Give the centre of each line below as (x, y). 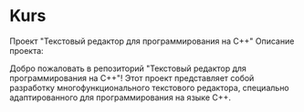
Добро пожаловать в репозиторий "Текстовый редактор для (128, 68)
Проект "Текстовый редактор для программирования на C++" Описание (152, 41)
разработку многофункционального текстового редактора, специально (149, 87)
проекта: (26, 50)
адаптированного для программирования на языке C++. (120, 97)
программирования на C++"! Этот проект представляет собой (132, 77)
